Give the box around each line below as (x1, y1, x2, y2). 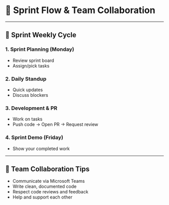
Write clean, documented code (12, 183, 77, 189)
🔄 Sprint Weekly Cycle (5, 31, 76, 39)
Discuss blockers (12, 92, 49, 98)
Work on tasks (12, 116, 43, 122)
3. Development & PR (5, 104, 58, 111)
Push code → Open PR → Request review (12, 121, 99, 127)
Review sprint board (12, 57, 54, 63)
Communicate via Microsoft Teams (12, 178, 85, 184)
